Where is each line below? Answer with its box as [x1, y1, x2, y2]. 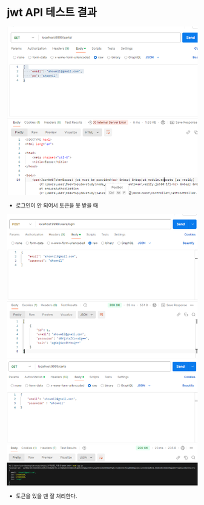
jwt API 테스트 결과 [7, 5, 97, 19]
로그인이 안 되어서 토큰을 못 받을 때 [15, 202, 99, 209]
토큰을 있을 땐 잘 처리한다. [15, 492, 77, 500]
